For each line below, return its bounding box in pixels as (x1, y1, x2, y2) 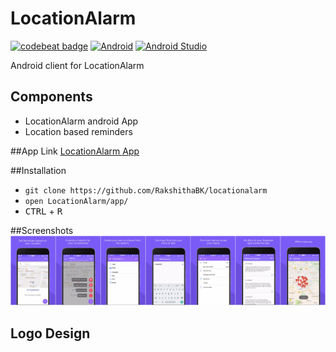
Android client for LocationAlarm (10, 59, 145, 71)
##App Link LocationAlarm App (10, 145, 140, 157)
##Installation (10, 164, 67, 176)
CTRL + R (24, 205, 63, 217)
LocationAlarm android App (24, 115, 139, 127)
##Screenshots (10, 224, 74, 236)
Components (10, 88, 93, 106)
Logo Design (10, 325, 91, 342)
